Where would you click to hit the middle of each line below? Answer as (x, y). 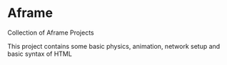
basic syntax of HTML (40, 54)
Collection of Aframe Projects (51, 32)
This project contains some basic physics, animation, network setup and (114, 46)
